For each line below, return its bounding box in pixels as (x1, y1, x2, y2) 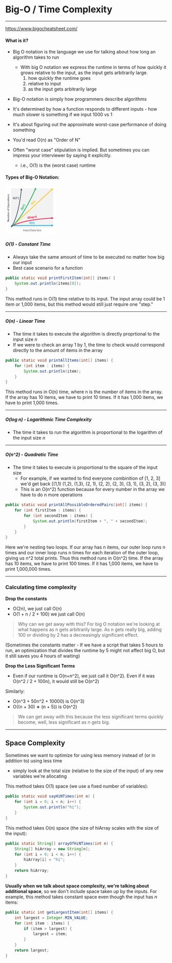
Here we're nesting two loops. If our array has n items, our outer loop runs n (5, 544, 165, 550)
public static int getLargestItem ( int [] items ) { (5, 909, 114, 915)
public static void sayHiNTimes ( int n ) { (5, 794, 95, 799)
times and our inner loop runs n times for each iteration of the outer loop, (5, 550, 159, 556)
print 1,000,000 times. (5, 566, 52, 572)
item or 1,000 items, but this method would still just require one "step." (5, 301, 154, 307)
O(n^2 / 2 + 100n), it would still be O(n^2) (12, 678, 100, 684)
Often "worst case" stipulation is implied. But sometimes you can (12, 147, 149, 153)
